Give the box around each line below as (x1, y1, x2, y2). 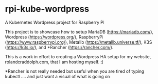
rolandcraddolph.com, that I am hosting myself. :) (5, 59, 104, 65)
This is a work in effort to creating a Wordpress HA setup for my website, (5, 53, 151, 59)
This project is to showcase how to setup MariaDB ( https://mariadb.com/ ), (5, 29, 154, 34)
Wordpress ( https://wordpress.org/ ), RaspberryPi (5, 34, 104, 40)
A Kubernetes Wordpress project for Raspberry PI (5, 19, 105, 25)
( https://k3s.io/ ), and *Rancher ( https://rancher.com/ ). (5, 44, 114, 50)
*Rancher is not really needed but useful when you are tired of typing (5, 68, 144, 74)
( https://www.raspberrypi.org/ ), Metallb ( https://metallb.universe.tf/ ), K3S (5, 39, 152, 45)
